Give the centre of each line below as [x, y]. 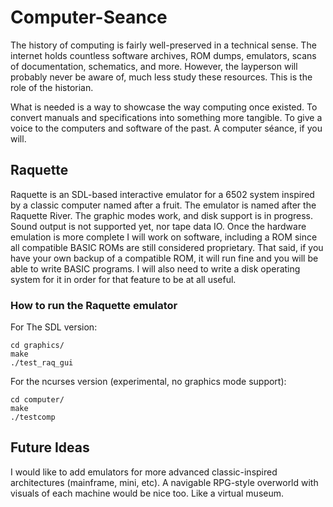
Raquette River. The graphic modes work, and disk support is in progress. [161, 215]
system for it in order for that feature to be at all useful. [123, 279]
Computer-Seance [89, 17]
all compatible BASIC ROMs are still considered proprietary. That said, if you [167, 247]
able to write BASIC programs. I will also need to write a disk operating [155, 268]
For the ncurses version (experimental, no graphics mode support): [148, 382]
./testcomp [33, 417]
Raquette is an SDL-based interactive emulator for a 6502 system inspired [162, 194]
